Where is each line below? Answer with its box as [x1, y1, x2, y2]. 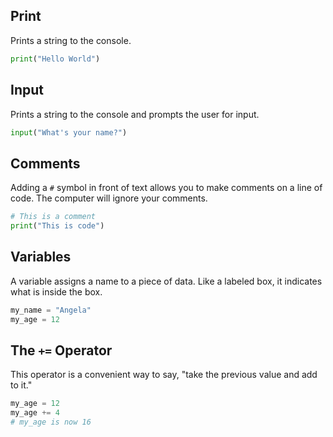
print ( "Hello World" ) [10, 54, 101, 64]
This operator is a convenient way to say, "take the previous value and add [10, 369, 318, 381]
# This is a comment [10, 212, 97, 222]
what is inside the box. [10, 285, 103, 298]
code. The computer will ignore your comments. [10, 192, 208, 204]
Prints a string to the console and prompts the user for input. [10, 108, 260, 120]
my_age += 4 [10, 408, 60, 418]
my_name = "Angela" [10, 305, 92, 315]
